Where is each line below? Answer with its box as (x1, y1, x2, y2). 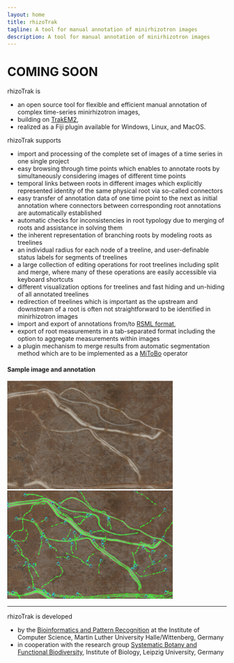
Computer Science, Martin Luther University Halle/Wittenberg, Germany (17, 633, 224, 641)
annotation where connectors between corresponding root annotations (17, 202, 221, 210)
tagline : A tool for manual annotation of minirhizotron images (7, 26, 198, 33)
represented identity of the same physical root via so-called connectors (17, 186, 224, 195)
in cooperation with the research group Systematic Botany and (17, 641, 197, 649)
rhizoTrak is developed (7, 612, 73, 621)
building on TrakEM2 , (17, 115, 79, 124)
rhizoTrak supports (7, 136, 61, 145)
